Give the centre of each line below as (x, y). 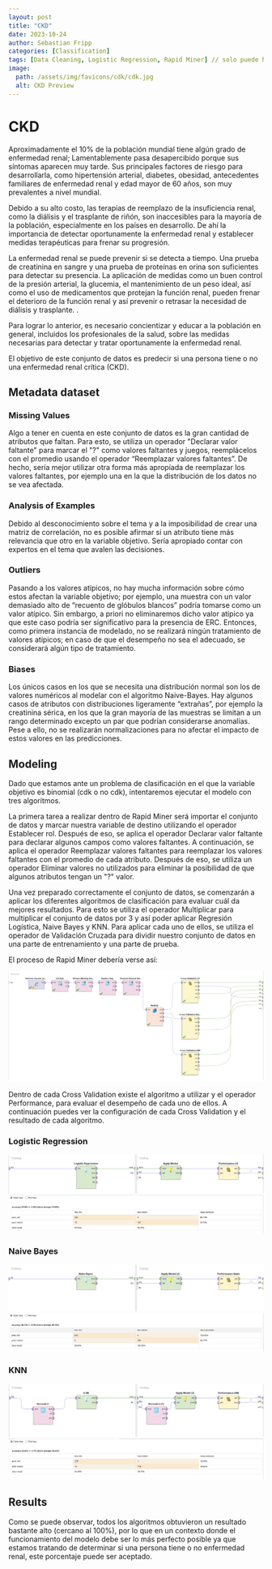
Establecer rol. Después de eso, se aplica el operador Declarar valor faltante (136, 833)
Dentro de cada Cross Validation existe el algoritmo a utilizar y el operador (132, 1094)
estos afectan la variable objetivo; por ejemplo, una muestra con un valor (130, 596)
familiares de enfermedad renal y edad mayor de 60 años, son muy (120, 183)
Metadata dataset (54, 392)
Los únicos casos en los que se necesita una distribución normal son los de (134, 687)
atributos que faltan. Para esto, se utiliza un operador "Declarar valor (123, 442)
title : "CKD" (30, 26)
